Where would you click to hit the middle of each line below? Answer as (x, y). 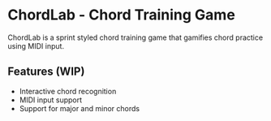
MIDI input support (51, 100)
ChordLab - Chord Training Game (122, 15)
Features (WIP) (46, 72)
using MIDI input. (36, 45)
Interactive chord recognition (68, 91)
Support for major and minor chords (79, 108)
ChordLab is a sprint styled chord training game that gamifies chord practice (135, 37)
